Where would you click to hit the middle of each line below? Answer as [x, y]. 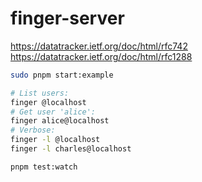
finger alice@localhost [60, 121]
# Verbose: [33, 130]
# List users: [40, 93]
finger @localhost [48, 102]
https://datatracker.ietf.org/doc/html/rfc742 [99, 46]
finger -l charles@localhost [71, 149]
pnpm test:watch [44, 167]
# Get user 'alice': [53, 112]
